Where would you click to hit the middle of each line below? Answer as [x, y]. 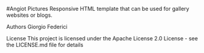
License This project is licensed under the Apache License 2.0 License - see [102, 38]
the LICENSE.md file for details [45, 45]
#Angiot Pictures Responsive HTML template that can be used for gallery [98, 9]
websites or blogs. [30, 15]
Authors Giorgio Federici [37, 27]
